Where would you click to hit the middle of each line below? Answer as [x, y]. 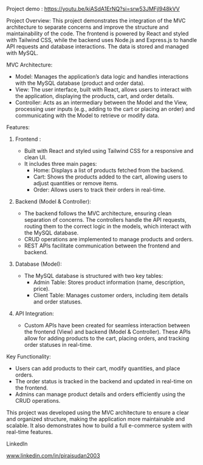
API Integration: [35, 314]
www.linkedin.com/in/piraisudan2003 [53, 456]
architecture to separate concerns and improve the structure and [88, 27]
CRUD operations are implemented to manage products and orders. [108, 239]
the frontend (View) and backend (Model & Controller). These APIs [107, 332]
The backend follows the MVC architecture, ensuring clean [98, 213]
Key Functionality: [29, 357]
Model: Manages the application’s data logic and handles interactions [102, 76]
